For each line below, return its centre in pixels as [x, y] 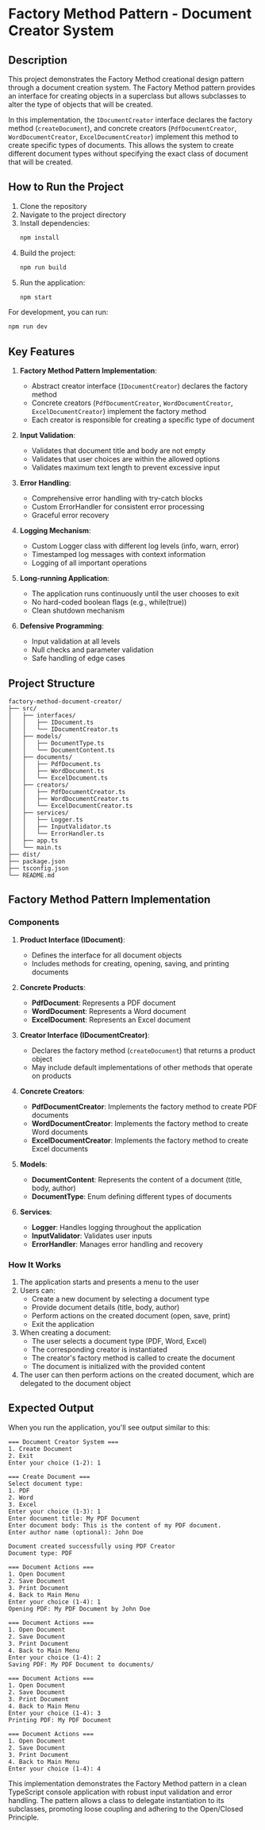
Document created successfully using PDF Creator [92, 1546]
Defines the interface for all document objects [107, 955]
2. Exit [21, 1456]
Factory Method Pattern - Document [130, 14]
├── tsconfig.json [38, 868]
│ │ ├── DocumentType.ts [56, 743]
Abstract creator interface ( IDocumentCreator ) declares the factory [140, 386]
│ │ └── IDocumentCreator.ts [63, 729]
